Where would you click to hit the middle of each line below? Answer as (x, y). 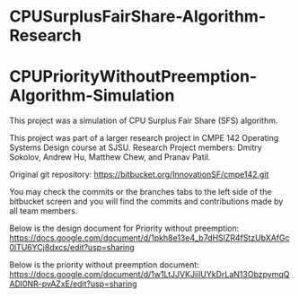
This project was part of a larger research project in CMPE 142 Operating (144, 138)
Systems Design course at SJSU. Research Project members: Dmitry (136, 148)
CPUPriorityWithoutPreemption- (133, 77)
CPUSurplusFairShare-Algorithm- (138, 17)
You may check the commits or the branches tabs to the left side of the (141, 192)
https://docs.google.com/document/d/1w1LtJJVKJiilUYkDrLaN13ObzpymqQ (149, 275)
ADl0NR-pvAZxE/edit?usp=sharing (73, 284)
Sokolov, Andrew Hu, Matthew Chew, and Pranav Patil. (110, 157)
